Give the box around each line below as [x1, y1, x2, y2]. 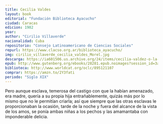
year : [5, 30, 16, 34]
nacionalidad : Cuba [5, 39, 45, 44]
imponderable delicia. [5, 113, 49, 119]
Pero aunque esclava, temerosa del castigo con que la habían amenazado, [5, 88, 154, 93]
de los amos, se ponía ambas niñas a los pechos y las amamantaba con [5, 108, 148, 114]
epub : [5, 61, 16, 66]
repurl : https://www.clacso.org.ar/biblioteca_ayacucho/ [5, 47, 123, 52]
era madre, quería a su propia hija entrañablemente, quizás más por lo [5, 93, 145, 99]
